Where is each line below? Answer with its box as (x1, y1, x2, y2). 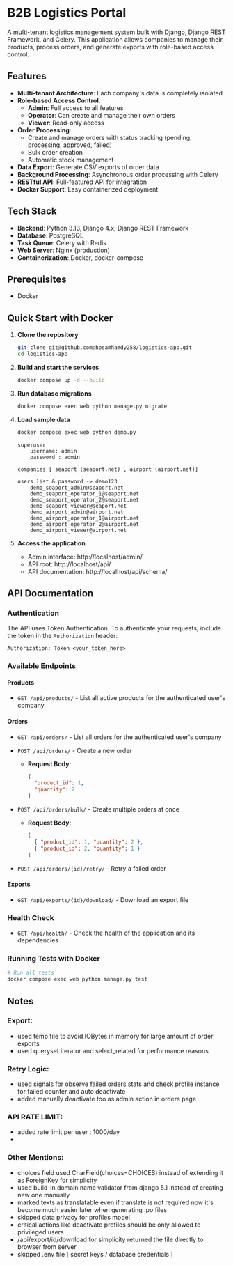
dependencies (17, 936, 59, 945)
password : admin (30, 453, 80, 460)
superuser (17, 441, 47, 449)
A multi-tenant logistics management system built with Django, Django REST (7, 28, 226, 36)
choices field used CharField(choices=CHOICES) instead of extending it (17, 1168, 224, 1177)
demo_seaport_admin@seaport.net (30, 484, 124, 491)
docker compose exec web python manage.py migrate (17, 403, 168, 410)
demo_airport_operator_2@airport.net (30, 520, 139, 527)
